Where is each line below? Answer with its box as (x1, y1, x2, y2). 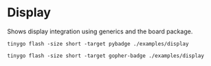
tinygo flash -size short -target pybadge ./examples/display (7, 40, 189, 47)
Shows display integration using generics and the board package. (7, 27, 193, 35)
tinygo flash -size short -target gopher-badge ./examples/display (7, 52, 205, 59)
